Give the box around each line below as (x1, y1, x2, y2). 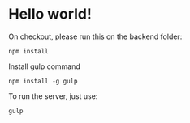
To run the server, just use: (8, 91, 98, 101)
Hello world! (8, 5, 92, 23)
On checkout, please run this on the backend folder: (8, 32, 183, 41)
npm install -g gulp (8, 77, 79, 85)
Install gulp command (8, 61, 81, 71)
